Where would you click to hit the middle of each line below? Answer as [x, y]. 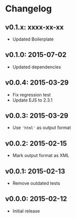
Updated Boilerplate [33, 39]
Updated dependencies [37, 67]
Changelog [28, 9]
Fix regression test [31, 94]
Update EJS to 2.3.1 [32, 100]
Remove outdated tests [36, 183]
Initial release [26, 211]
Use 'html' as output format [41, 127]
